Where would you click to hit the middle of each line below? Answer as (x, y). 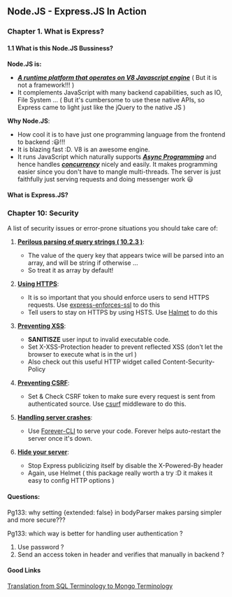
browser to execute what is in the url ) (82, 355)
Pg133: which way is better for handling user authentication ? (95, 533)
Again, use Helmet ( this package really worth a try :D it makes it (120, 473)
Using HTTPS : (38, 284)
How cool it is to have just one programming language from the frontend (121, 134)
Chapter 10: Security (43, 213)
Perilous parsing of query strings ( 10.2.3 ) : (81, 242)
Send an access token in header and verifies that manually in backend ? (121, 554)
